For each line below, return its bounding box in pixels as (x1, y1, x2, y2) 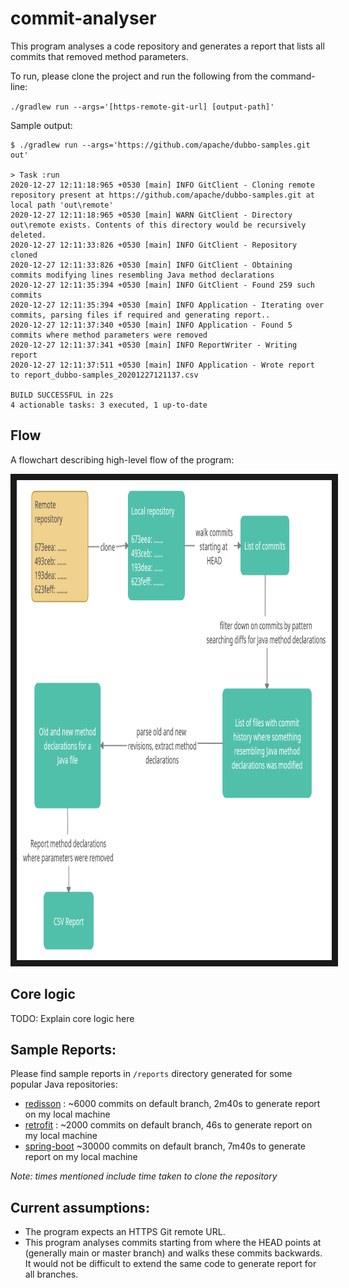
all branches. (24, 1268, 79, 1281)
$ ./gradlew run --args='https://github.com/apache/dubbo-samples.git (10, 140, 311, 150)
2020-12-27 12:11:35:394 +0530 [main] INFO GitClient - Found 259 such (10, 280, 315, 290)
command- (269, 70, 316, 82)
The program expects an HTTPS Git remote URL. (24, 1226, 226, 1238)
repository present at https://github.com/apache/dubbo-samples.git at (10, 190, 315, 200)
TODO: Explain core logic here (10, 1012, 135, 1024)
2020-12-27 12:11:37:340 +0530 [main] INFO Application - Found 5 (10, 320, 293, 330)
